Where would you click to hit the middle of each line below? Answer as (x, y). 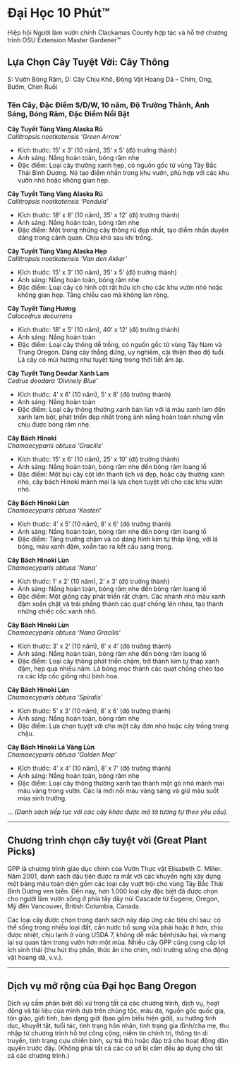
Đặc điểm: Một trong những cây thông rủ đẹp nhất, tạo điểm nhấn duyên (123, 230)
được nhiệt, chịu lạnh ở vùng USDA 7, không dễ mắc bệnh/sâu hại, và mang (117, 934)
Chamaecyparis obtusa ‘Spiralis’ (55, 697)
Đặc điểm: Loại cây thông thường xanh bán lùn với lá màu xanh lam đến (121, 410)
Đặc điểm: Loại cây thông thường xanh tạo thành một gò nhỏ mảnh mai (121, 784)
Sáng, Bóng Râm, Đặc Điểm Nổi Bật (68, 114)
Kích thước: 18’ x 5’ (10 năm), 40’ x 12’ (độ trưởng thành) (99, 330)
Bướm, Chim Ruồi (32, 87)
